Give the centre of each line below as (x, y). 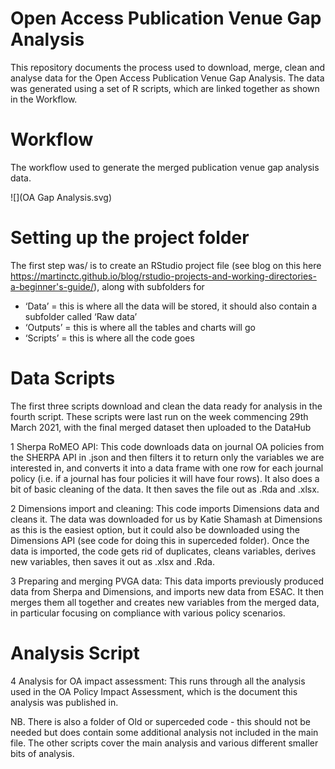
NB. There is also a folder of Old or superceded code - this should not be (161, 721)
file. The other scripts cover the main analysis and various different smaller (164, 743)
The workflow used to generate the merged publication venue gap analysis (165, 167)
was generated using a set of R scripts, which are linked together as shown (165, 88)
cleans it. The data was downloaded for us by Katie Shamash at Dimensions (166, 519)
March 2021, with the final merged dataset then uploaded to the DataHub (161, 427)
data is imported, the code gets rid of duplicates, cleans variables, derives (163, 551)
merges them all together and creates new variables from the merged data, (165, 602)
